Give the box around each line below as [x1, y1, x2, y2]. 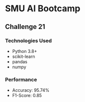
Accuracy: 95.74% [12, 87, 50, 93]
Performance [5, 76, 38, 83]
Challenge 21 [5, 23, 45, 31]
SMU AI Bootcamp [5, 3, 81, 14]
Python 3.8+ [12, 48, 38, 54]
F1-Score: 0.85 [12, 93, 42, 99]
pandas [12, 58, 28, 64]
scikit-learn [12, 53, 35, 59]
